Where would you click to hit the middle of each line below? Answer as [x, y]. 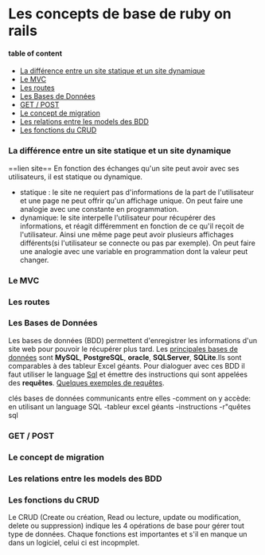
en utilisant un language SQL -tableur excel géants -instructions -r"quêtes [130, 406]
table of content [35, 53]
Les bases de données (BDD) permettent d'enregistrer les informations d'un [132, 340]
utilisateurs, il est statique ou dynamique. [76, 177]
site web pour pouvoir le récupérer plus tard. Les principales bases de [123, 349]
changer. [34, 260]
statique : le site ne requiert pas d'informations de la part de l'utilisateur [137, 192]
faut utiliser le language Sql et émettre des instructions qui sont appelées [128, 374]
